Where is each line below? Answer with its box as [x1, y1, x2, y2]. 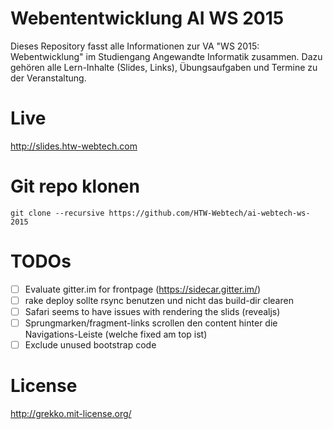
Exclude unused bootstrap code [24, 339, 157, 351]
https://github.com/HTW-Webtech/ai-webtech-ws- [108, 208, 311, 218]
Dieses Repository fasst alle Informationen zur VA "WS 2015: [10, 40, 260, 52]
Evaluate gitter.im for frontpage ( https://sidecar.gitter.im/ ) [24, 283, 262, 295]
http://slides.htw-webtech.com [10, 140, 138, 152]
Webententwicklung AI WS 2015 [10, 7, 285, 30]
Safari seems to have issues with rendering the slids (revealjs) [24, 305, 281, 317]
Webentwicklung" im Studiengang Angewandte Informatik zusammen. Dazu [10, 50, 323, 62]
